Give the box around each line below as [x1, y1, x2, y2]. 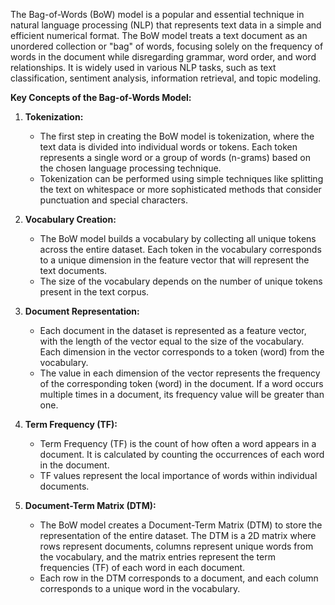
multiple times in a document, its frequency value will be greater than [39, 389, 325, 400]
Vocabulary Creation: [24, 214, 117, 225]
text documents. [39, 265, 108, 276]
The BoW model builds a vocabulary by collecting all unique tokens [39, 233, 317, 244]
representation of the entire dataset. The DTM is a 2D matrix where [39, 530, 317, 541]
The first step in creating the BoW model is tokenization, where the [39, 130, 315, 142]
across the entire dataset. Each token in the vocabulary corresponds [39, 244, 322, 255]
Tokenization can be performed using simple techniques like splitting [39, 173, 324, 184]
